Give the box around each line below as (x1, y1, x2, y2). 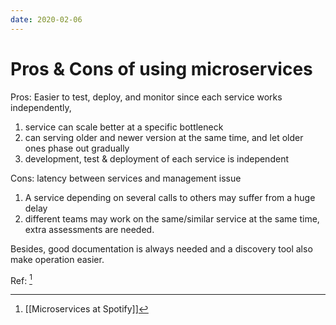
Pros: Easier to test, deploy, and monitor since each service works (10, 91, 283, 103)
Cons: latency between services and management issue (10, 172, 242, 184)
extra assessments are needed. (24, 223, 155, 235)
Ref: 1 (10, 272, 33, 286)
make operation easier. (10, 253, 105, 265)
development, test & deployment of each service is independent (24, 152, 289, 165)
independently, (10, 101, 72, 113)
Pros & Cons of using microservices (10, 57, 313, 80)
